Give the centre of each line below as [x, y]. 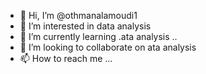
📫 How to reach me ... [66, 58]
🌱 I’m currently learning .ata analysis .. [98, 36]
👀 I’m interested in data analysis [85, 26]
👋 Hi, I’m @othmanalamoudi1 [78, 15]
